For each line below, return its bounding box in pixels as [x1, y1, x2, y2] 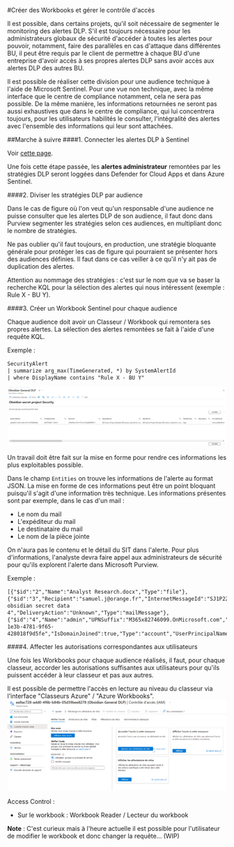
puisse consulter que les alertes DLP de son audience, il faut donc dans [7, 212, 213, 220]
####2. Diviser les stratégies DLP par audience [7, 191, 143, 199]
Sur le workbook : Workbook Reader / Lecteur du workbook [17, 811, 189, 819]
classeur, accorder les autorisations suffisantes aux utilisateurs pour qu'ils [7, 664, 220, 672]
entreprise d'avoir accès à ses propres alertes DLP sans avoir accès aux [7, 57, 214, 65]
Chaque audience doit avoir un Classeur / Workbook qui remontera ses [7, 317, 211, 326]
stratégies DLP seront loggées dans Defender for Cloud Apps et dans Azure [7, 170, 225, 178]
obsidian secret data [7, 603, 70, 610]
